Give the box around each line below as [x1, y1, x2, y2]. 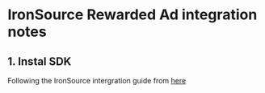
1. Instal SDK [7, 55, 72, 68]
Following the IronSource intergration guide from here [7, 76, 187, 85]
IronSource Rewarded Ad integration [7, 6, 258, 24]
